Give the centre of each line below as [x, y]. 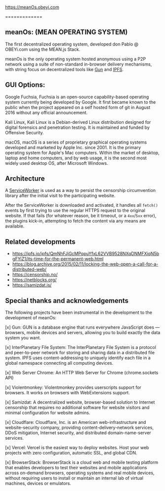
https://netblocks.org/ [34, 280]
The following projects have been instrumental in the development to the [79, 312]
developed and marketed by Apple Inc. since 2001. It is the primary [73, 147]
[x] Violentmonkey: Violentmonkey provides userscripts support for [73, 387]
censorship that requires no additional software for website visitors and [77, 408]
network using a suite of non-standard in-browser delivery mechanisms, [79, 64]
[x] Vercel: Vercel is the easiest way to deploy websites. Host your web [77, 448]
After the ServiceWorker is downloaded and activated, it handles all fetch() [82, 205]
